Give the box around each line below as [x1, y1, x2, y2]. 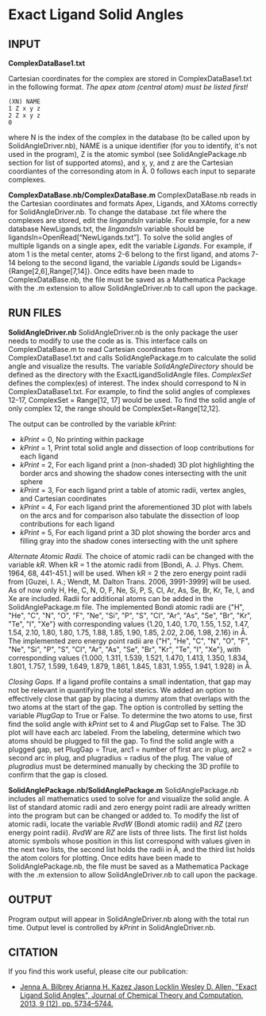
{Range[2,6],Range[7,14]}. [8, 267, 93, 275]
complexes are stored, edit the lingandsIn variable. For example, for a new [8, 216, 251, 225]
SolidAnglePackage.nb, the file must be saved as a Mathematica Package [8, 862, 249, 871]
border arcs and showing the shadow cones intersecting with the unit [19, 468, 247, 478]
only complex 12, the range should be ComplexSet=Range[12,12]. [8, 404, 221, 413]
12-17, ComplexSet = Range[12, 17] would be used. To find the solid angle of [8, 395, 256, 404]
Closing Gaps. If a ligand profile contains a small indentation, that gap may [8, 677, 252, 686]
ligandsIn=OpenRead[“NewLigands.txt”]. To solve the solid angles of [8, 233, 233, 242]
